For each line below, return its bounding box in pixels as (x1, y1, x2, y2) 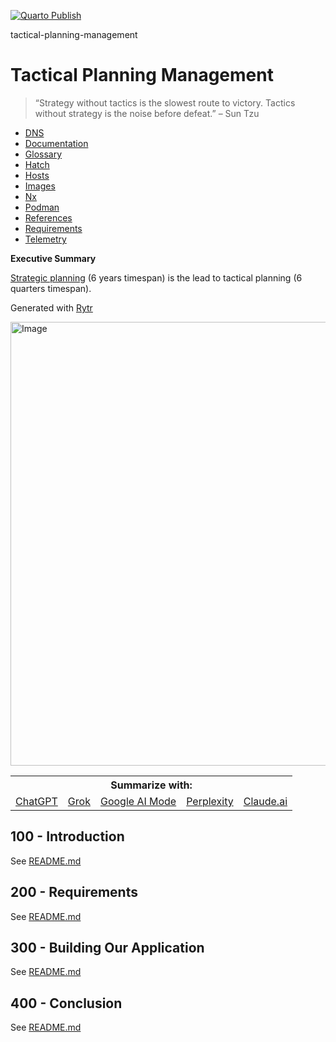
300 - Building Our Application (10, 939, 205, 956)
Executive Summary (10, 252, 97, 264)
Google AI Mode (99, 794, 177, 808)
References (24, 211, 73, 224)
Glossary (24, 148, 63, 160)
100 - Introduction (10, 828, 125, 845)
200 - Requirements (10, 884, 138, 901)
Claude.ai (243, 794, 288, 808)
